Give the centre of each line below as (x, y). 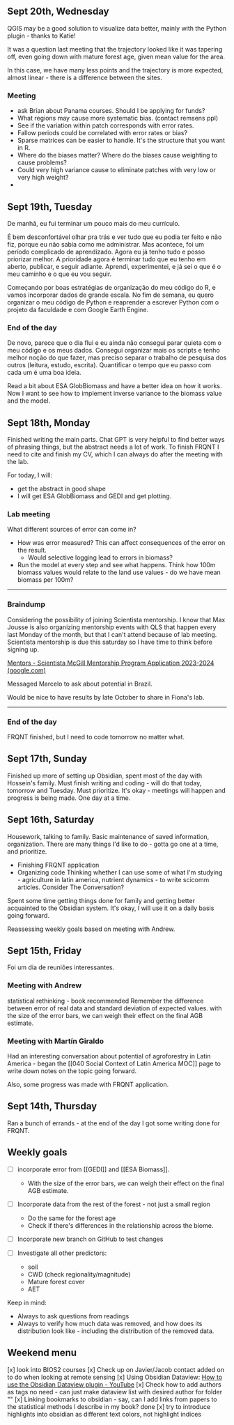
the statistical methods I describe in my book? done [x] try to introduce (109, 1406)
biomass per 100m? (45, 580)
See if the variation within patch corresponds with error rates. (106, 125)
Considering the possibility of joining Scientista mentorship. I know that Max (116, 619)
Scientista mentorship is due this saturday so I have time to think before (110, 642)
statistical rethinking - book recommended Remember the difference (106, 1001)
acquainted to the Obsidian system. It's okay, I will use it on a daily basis (111, 908)
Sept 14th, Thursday (52, 1106)
